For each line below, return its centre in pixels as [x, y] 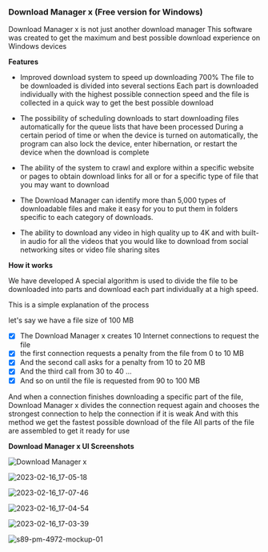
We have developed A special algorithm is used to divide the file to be [123, 281]
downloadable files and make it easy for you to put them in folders [129, 209]
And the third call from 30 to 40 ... [76, 371]
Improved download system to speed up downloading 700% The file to [137, 78]
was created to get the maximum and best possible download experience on [134, 38]
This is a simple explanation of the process [79, 305]
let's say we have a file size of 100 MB [71, 320]
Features [23, 62]
